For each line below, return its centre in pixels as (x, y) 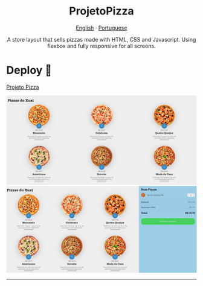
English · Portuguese (101, 28)
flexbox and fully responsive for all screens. (101, 46)
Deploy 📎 (29, 70)
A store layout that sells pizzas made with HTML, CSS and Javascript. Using (101, 39)
